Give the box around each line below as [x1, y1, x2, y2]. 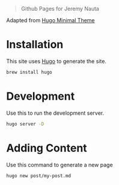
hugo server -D [6, 121, 44, 127]
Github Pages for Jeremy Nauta [20, 5, 99, 12]
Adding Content [6, 141, 87, 155]
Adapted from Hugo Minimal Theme [6, 17, 95, 23]
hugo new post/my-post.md [6, 172, 71, 179]
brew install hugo [6, 69, 52, 75]
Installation [6, 38, 64, 52]
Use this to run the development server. [6, 109, 104, 117]
